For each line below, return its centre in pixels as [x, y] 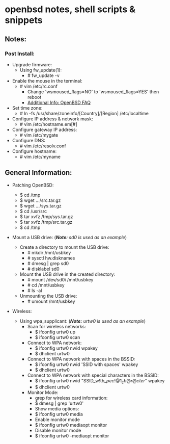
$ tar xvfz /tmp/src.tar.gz [46, 222]
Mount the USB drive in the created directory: [67, 274]
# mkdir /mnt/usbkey [49, 252]
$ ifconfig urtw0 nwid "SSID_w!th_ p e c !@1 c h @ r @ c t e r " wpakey [100, 381]
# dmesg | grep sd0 [48, 263]
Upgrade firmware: [32, 64]
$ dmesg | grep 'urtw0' [59, 403]
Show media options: [57, 409]
